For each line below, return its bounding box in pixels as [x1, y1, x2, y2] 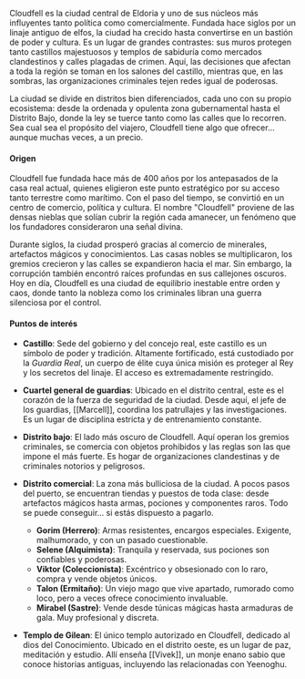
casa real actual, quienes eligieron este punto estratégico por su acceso [9, 182, 280, 194]
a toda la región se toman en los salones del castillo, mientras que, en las [9, 66, 284, 77]
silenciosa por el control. [9, 297, 102, 308]
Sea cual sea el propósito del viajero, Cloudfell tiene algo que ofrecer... [9, 122, 275, 133]
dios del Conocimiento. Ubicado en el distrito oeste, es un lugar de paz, [22, 640, 291, 651]
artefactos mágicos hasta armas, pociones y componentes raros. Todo [22, 498, 289, 509]
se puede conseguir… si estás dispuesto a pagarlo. [22, 508, 214, 519]
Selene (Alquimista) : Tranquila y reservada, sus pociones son [36, 544, 270, 555]
